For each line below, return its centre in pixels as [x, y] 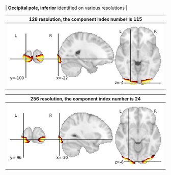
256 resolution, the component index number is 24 [85, 98]
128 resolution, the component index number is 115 [85, 19]
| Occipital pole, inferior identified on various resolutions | [66, 8]
